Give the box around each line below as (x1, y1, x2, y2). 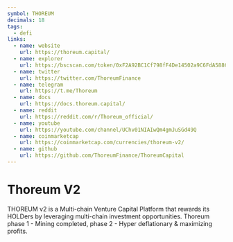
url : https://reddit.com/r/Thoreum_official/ (19, 113, 154, 120)
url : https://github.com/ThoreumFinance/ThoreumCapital (19, 152, 185, 159)
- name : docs (13, 94, 51, 101)
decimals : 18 (7, 17, 45, 24)
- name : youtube (13, 119, 60, 127)
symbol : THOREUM (7, 10, 54, 17)
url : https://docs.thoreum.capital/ (19, 101, 126, 107)
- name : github (13, 146, 58, 153)
